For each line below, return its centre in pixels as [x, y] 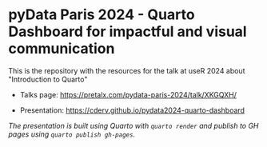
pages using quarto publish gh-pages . [72, 134]
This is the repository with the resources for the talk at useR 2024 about [127, 70]
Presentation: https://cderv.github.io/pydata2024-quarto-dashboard [132, 110]
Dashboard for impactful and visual [128, 32]
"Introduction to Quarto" [48, 79]
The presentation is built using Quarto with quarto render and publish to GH [133, 125]
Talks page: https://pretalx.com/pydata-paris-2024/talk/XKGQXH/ [128, 94]
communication [62, 49]
